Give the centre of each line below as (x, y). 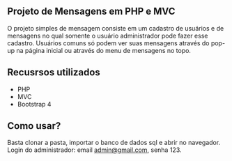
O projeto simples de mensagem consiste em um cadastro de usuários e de (116, 28)
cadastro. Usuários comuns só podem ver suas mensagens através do (108, 43)
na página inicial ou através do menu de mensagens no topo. (104, 50)
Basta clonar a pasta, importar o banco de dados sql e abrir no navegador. (114, 143)
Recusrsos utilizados (54, 72)
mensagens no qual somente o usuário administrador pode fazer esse (108, 36)
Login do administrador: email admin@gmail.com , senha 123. (95, 150)
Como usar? (34, 126)
